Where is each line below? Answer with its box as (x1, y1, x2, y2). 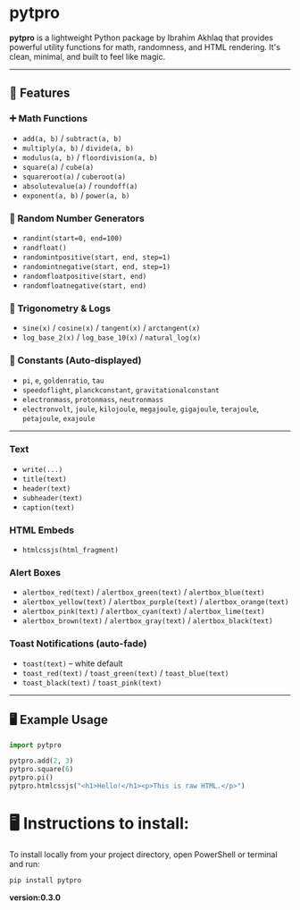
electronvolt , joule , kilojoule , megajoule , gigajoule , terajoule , (21, 403, 260, 414)
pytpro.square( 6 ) (9, 765, 74, 774)
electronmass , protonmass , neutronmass (21, 393, 164, 404)
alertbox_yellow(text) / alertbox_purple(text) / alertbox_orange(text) (21, 596, 289, 607)
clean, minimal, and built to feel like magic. (9, 51, 166, 62)
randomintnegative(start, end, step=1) (21, 262, 171, 271)
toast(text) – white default (21, 658, 123, 669)
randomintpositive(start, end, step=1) (21, 253, 171, 262)
